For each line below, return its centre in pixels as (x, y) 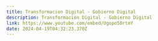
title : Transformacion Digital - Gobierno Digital (71, 12)
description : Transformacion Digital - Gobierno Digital (79, 17)
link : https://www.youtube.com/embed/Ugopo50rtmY (70, 23)
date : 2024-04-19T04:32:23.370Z (47, 29)
